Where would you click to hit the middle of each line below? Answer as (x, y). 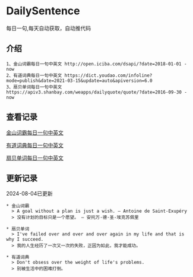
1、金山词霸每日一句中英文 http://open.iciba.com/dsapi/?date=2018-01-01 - (96, 64)
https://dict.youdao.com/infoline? (108, 75)
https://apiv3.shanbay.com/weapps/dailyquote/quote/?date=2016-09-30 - (96, 92)
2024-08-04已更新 (29, 194)
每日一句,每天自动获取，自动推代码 (49, 28)
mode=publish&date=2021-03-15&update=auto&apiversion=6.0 (79, 81)
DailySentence (43, 11)
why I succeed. (25, 240)
